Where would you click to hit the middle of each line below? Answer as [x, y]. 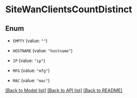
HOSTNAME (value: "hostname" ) [43, 51]
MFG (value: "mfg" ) [31, 71]
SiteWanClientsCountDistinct [69, 9]
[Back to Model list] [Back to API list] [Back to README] [64, 90]
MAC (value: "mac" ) [31, 80]
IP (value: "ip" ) [29, 61]
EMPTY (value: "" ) [30, 41]
